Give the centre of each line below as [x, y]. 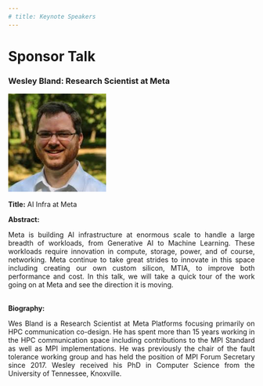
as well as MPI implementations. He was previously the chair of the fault [131, 348]
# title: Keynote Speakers [52, 16]
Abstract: [24, 220]
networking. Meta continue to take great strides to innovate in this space [131, 260]
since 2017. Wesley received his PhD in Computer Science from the [131, 366]
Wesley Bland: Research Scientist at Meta [89, 81]
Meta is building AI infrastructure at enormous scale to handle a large [131, 235]
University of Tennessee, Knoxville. [65, 373]
